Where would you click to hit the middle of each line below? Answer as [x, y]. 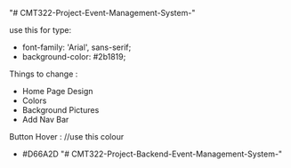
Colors [34, 100]
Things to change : [44, 74]
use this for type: [40, 30]
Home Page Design [57, 91]
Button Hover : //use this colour [67, 136]
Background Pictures [61, 110]
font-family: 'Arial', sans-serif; [77, 47]
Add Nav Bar [45, 120]
